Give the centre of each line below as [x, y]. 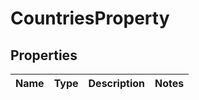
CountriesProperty [90, 18]
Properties [44, 55]
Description [116, 83]
